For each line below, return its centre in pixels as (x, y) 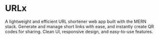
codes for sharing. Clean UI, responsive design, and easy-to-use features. (79, 31)
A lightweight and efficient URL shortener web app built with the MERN (76, 21)
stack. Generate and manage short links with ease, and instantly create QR (79, 26)
